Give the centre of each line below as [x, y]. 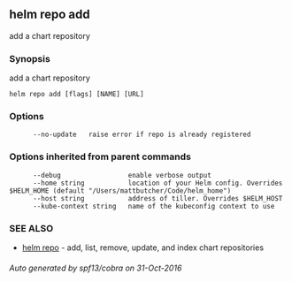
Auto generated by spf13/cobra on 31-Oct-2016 [96, 268]
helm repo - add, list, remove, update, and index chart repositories [142, 248]
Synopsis [30, 58]
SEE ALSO [31, 228]
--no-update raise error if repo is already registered [142, 135]
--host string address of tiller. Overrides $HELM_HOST [158, 198]
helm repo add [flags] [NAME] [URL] [77, 95]
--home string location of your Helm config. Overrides [158, 183]
